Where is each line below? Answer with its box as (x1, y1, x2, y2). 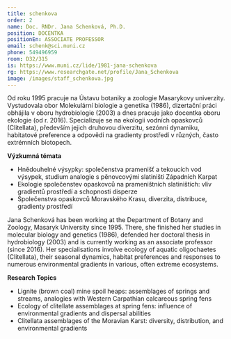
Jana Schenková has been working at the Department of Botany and (7, 216, 203, 224)
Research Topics (7, 274, 57, 282)
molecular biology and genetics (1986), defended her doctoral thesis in (7, 230, 211, 239)
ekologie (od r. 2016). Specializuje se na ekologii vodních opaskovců (7, 116, 203, 125)
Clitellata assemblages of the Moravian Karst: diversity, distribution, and (17, 317, 224, 325)
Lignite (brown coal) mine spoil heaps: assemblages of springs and (17, 287, 210, 296)
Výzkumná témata (7, 152, 62, 160)
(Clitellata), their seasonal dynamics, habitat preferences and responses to (7, 253, 221, 261)
